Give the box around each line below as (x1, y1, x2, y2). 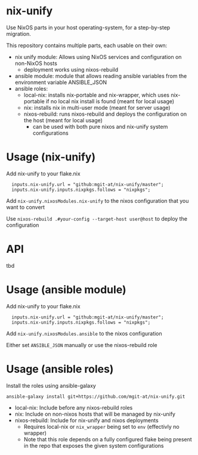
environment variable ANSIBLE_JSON (14, 79, 107, 86)
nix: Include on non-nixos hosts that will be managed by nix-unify (14, 410, 176, 417)
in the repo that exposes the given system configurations (23, 442, 164, 449)
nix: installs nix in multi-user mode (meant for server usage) (23, 104, 171, 111)
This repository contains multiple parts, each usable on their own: (6, 42, 168, 49)
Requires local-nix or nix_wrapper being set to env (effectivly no (23, 423, 180, 430)
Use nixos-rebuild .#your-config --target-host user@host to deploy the (6, 215, 188, 222)
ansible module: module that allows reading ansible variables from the (14, 72, 187, 79)
